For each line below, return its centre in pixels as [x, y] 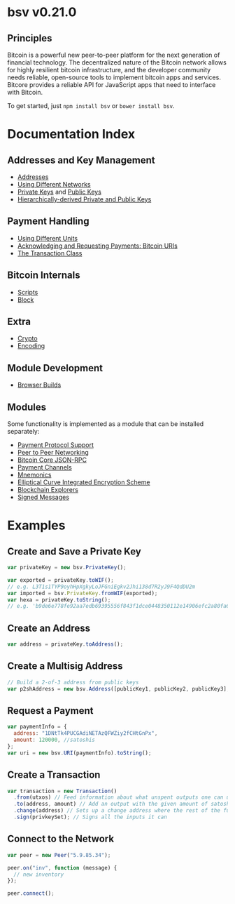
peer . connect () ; [31, 893]
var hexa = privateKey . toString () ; [59, 600]
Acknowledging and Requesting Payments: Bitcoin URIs [98, 246]
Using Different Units [48, 238]
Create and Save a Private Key [74, 551]
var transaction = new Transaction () [62, 791]
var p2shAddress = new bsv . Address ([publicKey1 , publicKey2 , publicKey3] [117, 689]
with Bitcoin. [25, 92]
